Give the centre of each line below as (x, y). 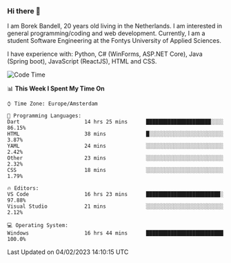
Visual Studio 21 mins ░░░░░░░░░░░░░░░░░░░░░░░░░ (115, 206)
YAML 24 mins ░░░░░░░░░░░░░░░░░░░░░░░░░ (115, 146)
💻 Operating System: (38, 226)
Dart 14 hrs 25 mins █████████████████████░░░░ (115, 122)
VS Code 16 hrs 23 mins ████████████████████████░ (115, 195)
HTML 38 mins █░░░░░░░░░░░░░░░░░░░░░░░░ (115, 134)
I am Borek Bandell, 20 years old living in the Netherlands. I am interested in (115, 26)
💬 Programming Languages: (44, 116)
